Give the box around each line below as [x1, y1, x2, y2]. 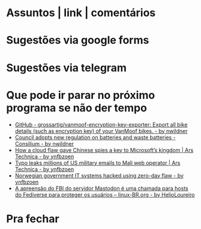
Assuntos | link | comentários [6, 6, 156, 20]
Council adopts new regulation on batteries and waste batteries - [14, 134, 176, 141]
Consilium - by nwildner [14, 140, 74, 147]
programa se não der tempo [6, 101, 147, 115]
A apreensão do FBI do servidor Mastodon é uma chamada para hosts [14, 185, 188, 192]
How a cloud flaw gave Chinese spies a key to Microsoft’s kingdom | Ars [14, 146, 194, 153]
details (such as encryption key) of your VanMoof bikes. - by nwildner [14, 127, 188, 134]
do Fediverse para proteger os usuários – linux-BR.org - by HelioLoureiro [14, 191, 195, 198]
